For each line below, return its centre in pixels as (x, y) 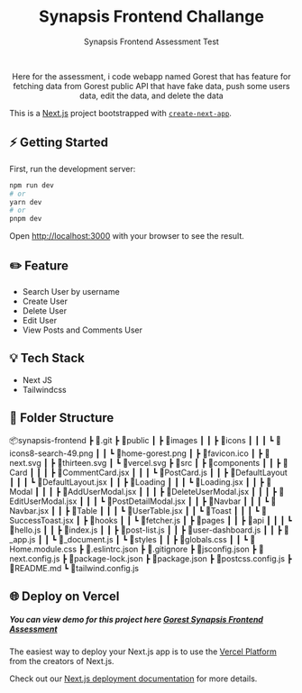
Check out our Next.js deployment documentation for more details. (133, 679)
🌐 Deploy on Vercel (64, 596)
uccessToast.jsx (41, 520)
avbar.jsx (29, 510)
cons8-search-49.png (51, 453)
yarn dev (26, 202)
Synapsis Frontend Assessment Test (151, 41)
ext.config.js (35, 558)
